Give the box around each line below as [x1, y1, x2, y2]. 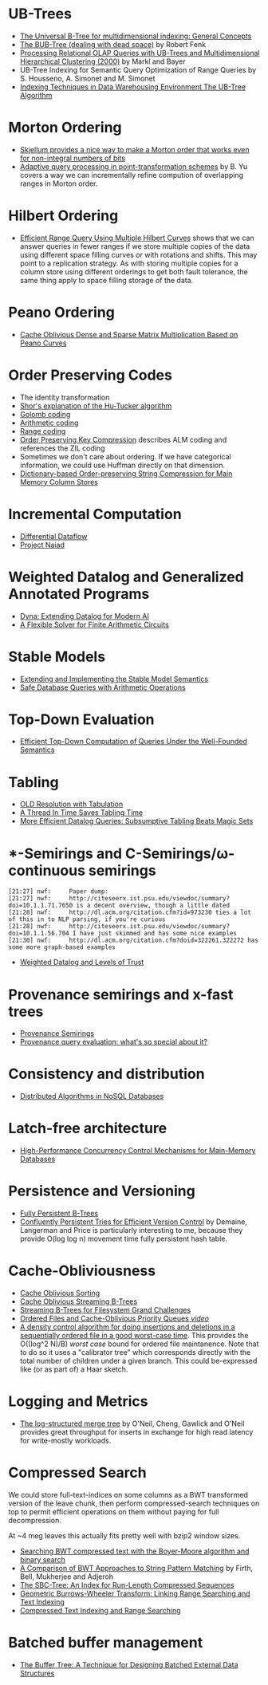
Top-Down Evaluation [8, 711, 155, 728]
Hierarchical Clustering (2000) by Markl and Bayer [19, 57, 186, 66]
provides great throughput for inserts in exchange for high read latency [19, 1427, 254, 1436]
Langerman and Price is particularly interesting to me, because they [19, 1226, 243, 1235]
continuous [8, 861, 86, 880]
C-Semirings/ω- [124, 844, 235, 862]
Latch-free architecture [8, 1120, 167, 1137]
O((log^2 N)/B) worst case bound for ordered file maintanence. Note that [19, 1339, 259, 1348]
